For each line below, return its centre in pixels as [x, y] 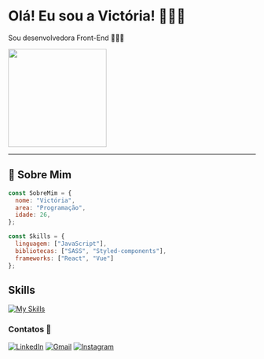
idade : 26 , [33, 215]
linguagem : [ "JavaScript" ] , [61, 244]
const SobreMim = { [40, 193]
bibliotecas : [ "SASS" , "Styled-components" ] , [91, 251]
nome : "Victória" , [46, 200]
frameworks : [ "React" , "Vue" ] [64, 258]
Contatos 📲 [30, 329]
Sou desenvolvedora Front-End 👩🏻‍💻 [66, 38]
